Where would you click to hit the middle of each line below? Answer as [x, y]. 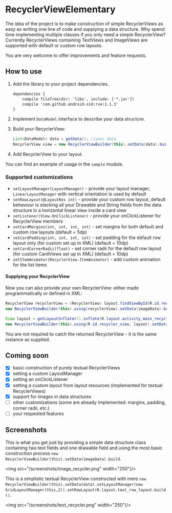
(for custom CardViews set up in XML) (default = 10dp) [70, 254]
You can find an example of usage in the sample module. [64, 164]
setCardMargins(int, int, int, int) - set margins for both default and [88, 226]
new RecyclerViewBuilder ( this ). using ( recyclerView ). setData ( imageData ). [84, 309]
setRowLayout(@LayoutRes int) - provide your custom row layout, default [89, 199]
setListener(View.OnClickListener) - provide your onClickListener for [87, 215]
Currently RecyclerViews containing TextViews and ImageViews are [77, 40]
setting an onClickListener [40, 379]
